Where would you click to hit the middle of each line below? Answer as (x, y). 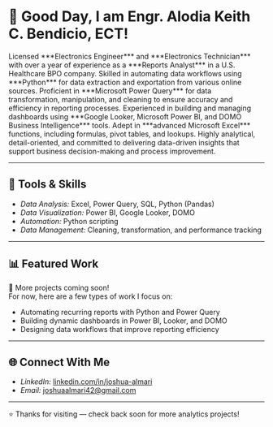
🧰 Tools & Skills (48, 185)
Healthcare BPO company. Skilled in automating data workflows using (125, 73)
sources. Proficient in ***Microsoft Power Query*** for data (110, 91)
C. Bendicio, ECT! (68, 34)
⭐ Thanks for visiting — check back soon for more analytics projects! (124, 414)
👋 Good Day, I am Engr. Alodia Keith (130, 17)
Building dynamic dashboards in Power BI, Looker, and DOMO (123, 321)
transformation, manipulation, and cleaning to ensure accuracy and (121, 99)
